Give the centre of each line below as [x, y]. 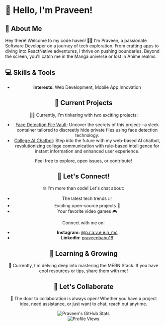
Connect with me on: [83, 223]
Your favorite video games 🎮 [87, 211]
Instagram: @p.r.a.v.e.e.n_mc [87, 233]
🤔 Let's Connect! [83, 176]
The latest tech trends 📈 [87, 198]
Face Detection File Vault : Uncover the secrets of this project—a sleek [87, 125]
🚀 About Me [24, 29]
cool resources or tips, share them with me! [83, 271]
